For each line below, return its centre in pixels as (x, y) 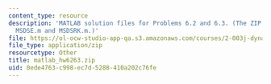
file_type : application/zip (56, 46)
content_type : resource (48, 16)
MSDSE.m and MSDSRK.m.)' (57, 30)
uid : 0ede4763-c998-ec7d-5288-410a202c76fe (83, 68)
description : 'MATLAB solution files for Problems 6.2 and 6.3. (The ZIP (135, 23)
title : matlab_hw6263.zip (52, 61)
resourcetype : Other (43, 53)
